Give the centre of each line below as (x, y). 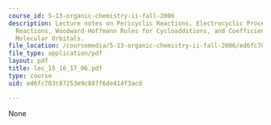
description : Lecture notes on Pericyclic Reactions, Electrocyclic (126, 23)
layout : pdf (28, 61)
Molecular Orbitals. (50, 38)
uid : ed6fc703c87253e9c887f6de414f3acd (75, 83)
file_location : (34, 46)
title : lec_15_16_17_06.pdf (56, 69)
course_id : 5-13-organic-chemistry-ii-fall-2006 (92, 16)
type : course (30, 76)
